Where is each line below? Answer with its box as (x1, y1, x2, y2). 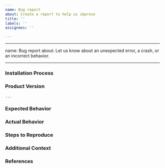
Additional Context (5, 145, 51, 152)
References (5, 158, 33, 165)
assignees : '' (5, 25, 34, 30)
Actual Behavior (5, 119, 44, 125)
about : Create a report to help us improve (5, 12, 96, 17)
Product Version (5, 83, 45, 90)
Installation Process (5, 70, 54, 76)
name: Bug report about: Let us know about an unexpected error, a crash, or (5, 48, 160, 54)
